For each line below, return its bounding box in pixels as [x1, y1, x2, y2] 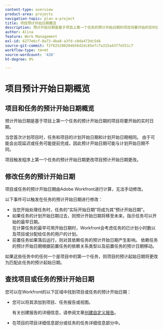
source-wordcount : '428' [5, 52, 55, 57]
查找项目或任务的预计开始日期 [5, 275, 95, 283]
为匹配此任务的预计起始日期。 [5, 260, 65, 265]
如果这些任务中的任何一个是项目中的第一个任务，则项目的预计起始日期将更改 [5, 253, 158, 260]
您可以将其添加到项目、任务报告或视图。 [12, 299, 93, 305]
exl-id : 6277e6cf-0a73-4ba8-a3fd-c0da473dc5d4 [5, 39, 101, 44]
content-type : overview [5, 7, 53, 12]
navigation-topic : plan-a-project [5, 16, 75, 21]
